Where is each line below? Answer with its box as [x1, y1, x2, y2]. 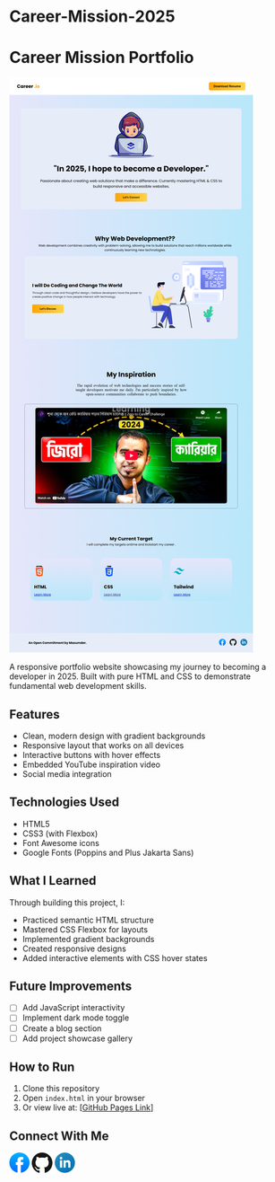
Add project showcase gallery [21, 1033, 133, 1044]
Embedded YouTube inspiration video [21, 759, 161, 770]
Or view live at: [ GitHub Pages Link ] [21, 1102, 154, 1113]
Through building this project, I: [9, 896, 125, 908]
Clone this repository [21, 1083, 100, 1094]
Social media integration [21, 768, 112, 779]
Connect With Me [9, 1128, 109, 1143]
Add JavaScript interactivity [21, 1002, 125, 1013]
